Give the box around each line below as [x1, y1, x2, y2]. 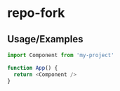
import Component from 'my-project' [7, 51, 114, 59]
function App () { [7, 64, 58, 71]
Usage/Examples [7, 33, 84, 45]
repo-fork [7, 5, 65, 21]
